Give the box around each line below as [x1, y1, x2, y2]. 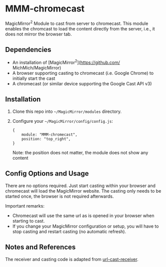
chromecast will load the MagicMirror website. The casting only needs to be [5, 188, 162, 194]
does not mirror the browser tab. [5, 31, 72, 37]
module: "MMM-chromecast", [21, 132, 78, 137]
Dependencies [5, 45, 51, 54]
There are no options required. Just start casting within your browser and [5, 183, 156, 189]
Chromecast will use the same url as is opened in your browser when [12, 213, 155, 219]
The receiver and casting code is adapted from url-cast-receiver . [5, 256, 139, 262]
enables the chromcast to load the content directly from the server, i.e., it [5, 25, 156, 31]
